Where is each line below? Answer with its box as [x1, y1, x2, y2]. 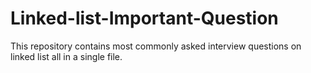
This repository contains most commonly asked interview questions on [10, 40, 302, 52]
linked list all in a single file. [10, 50, 123, 62]
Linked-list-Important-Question [10, 7, 279, 30]
